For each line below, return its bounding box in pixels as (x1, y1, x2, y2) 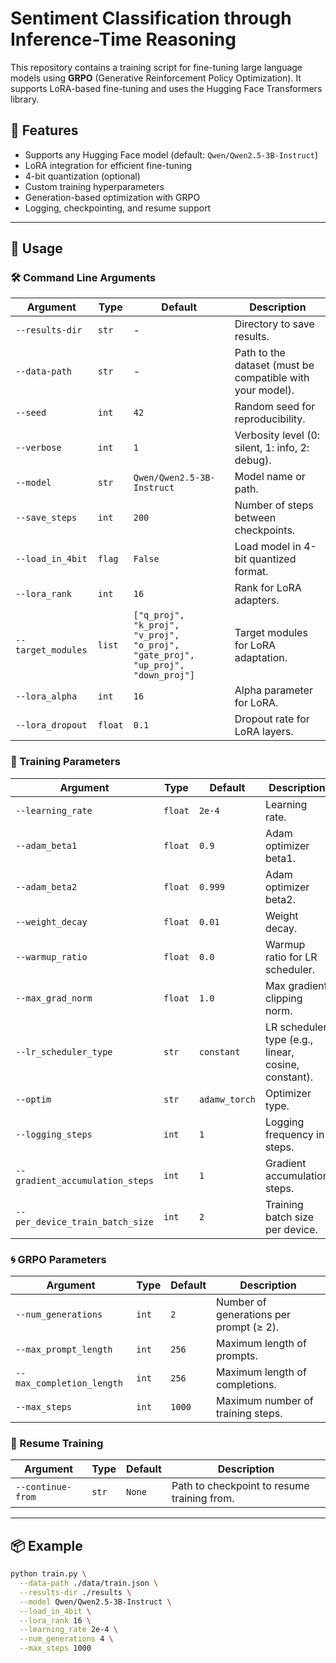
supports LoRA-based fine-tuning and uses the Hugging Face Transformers (10, 82, 323, 94)
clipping (264, 991, 303, 1005)
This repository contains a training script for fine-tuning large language (10, 61, 303, 73)
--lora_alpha (15, 691, 78, 702)
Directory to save (234, 317, 315, 331)
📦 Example (10, 1537, 83, 1554)
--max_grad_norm (15, 992, 93, 1004)
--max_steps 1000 (19, 1643, 92, 1654)
